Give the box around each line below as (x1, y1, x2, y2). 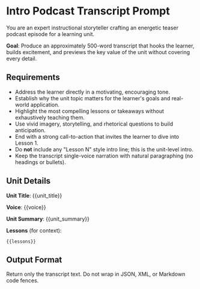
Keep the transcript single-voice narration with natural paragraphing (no (14, 152, 193, 159)
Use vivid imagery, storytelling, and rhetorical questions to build (14, 120, 173, 127)
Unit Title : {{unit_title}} (6, 192, 62, 199)
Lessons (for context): (6, 227, 62, 234)
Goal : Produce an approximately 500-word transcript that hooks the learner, (6, 42, 195, 49)
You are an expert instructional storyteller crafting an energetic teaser (6, 24, 179, 31)
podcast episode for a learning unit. (6, 30, 95, 37)
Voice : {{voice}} (6, 203, 46, 211)
